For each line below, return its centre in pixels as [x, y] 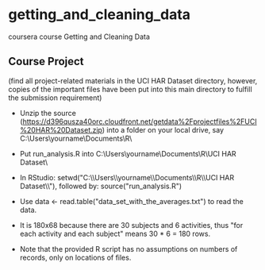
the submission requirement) [55, 98]
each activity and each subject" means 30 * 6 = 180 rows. [115, 233]
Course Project [46, 62]
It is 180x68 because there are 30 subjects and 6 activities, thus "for [131, 225]
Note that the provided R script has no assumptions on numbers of [129, 249]
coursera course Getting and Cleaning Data [79, 37]
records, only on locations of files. [75, 257]
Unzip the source [48, 113]
